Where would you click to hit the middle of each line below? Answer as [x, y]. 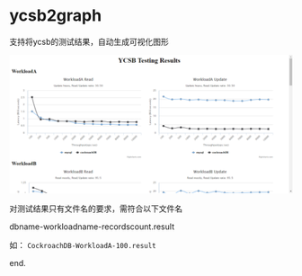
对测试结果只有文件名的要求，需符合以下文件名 [96, 209]
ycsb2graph [55, 16]
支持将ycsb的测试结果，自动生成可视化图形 [89, 41]
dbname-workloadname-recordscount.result [92, 227]
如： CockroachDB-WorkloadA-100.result [83, 245]
